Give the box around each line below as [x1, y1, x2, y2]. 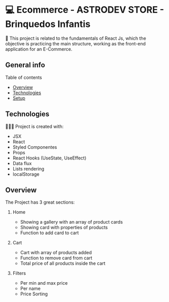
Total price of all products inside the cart [20, 260, 106, 266]
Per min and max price [20, 280, 68, 286]
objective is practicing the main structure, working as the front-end [5, 40, 146, 46]
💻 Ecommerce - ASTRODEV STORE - [5, 4, 164, 16]
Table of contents [5, 74, 42, 80]
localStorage [12, 171, 40, 177]
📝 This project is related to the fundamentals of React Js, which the [5, 35, 147, 41]
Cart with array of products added [20, 250, 92, 256]
